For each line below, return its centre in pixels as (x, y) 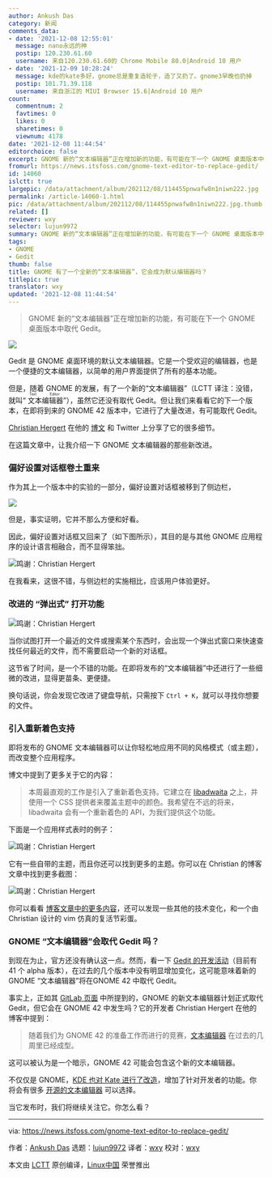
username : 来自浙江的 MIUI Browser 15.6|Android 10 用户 (109, 91)
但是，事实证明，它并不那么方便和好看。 (76, 520)
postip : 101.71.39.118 (54, 83)
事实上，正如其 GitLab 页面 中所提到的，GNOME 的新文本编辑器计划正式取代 (136, 998)
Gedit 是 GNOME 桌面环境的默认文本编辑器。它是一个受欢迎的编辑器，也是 (133, 361)
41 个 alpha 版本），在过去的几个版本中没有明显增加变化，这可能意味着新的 (132, 971)
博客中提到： (30, 1018)
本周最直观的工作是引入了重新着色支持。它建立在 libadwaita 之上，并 (143, 792)
